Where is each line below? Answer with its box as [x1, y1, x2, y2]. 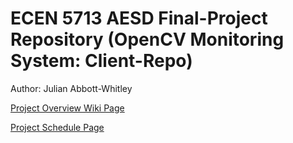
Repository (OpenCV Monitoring [10, 28, 285, 51]
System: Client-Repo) [10, 50, 193, 72]
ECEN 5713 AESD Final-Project [10, 7, 268, 30]
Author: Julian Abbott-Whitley [10, 82, 133, 94]
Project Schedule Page [10, 121, 105, 133]
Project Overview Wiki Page [10, 102, 125, 114]
